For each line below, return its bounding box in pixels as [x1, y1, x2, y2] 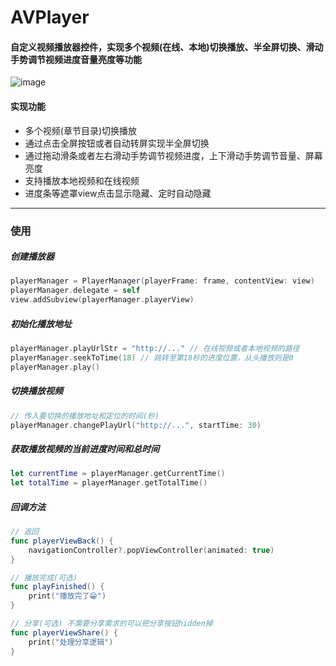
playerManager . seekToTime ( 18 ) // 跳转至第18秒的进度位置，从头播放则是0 [10, 352, 294, 363]
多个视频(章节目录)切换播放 [24, 124, 138, 136]
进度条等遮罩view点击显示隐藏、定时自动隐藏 [24, 187, 212, 199]
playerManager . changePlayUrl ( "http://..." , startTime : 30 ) [10, 420, 262, 430]
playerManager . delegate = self [10, 286, 141, 296]
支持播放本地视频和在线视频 [24, 174, 140, 186]
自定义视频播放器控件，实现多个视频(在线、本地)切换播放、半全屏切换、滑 [10, 41, 315, 53]
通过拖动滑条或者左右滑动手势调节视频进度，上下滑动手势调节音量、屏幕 [24, 149, 323, 161]
